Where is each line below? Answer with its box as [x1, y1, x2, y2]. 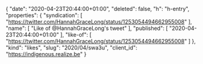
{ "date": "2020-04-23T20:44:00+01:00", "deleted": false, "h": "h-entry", [5, 5, 190, 12]
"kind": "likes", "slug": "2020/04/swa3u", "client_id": [5, 44, 138, 51]
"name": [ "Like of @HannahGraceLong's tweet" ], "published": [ [5, 24, 168, 32]
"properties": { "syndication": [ [5, 12, 83, 19]
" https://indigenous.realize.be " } [5, 51, 87, 57]
